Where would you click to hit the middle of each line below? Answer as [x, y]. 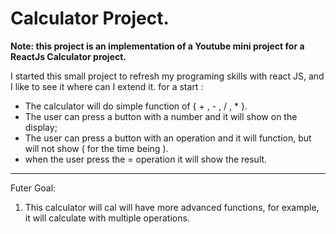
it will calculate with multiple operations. [107, 218]
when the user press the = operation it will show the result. [146, 159]
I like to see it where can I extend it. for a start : [107, 86]
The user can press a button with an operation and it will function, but [168, 138]
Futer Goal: [33, 188]
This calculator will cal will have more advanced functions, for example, [172, 207]
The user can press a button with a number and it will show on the [161, 116]
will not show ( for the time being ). [96, 148]
